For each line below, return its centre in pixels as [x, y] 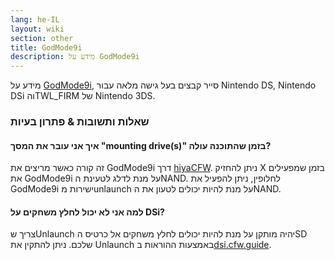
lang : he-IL [35, 19]
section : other [42, 38]
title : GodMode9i [46, 47]
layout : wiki [37, 29]
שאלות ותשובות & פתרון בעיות [80, 122]
